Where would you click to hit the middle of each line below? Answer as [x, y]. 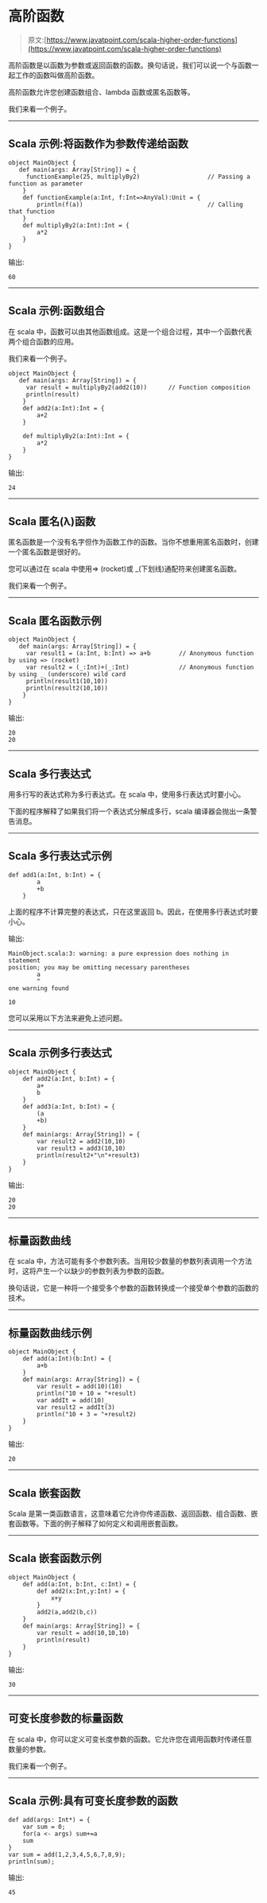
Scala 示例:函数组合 [57, 311]
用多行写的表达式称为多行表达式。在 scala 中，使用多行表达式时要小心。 [127, 794]
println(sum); [32, 1862]
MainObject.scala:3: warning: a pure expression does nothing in [118, 953]
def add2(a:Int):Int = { [64, 408]
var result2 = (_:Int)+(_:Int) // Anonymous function [140, 668]
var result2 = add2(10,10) [81, 1141]
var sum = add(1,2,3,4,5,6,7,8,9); [67, 1854]
